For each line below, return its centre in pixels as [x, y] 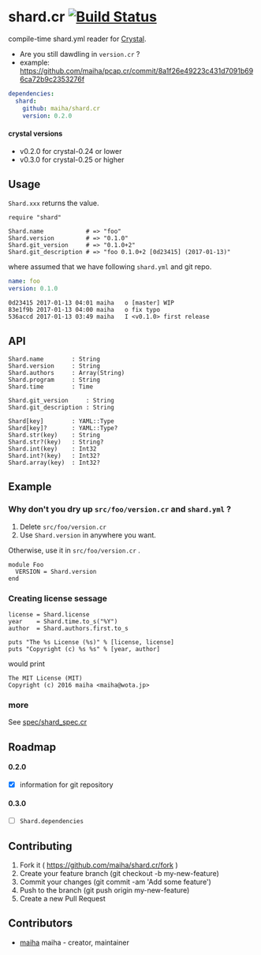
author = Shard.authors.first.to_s [68, 628]
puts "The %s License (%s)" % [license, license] [91, 642]
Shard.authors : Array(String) [67, 373]
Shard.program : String [54, 380]
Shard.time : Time [50, 387]
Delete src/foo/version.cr [63, 526]
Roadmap [32, 747]
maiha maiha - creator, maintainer [75, 942]
